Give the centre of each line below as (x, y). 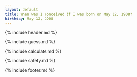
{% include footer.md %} (30, 70)
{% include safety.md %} (30, 61)
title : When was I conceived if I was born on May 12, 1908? (69, 14)
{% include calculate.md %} (33, 51)
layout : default (22, 10)
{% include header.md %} (31, 33)
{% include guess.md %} (30, 42)
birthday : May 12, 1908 (29, 19)
